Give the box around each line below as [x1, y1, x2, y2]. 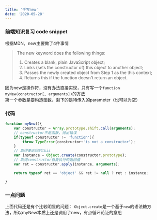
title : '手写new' [5, 7, 39, 12]
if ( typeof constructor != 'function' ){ [14, 135, 94, 140]
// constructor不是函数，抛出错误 [14, 130, 77, 135]
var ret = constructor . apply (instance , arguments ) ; [14, 161, 120, 167]
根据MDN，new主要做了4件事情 [5, 40, 69, 46]
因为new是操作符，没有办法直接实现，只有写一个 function [5, 85, 120, 90]
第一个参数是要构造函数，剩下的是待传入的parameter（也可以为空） [5, 97, 141, 103]
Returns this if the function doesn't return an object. [24, 74, 128, 80]
